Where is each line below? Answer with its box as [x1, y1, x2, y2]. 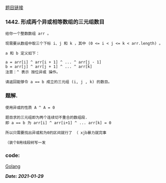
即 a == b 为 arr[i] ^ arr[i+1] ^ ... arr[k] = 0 [5, 120, 111, 126]
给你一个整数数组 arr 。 [5, 31, 51, 37]
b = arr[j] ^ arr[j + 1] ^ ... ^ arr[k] [5, 64, 93, 70]
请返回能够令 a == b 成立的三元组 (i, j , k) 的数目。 [5, 79, 112, 85]
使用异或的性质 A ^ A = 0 [5, 105, 55, 110]
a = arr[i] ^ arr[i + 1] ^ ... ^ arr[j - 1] [5, 60, 102, 65]
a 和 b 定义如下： [5, 51, 40, 56]
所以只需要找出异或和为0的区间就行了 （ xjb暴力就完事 [5, 130, 107, 135]
